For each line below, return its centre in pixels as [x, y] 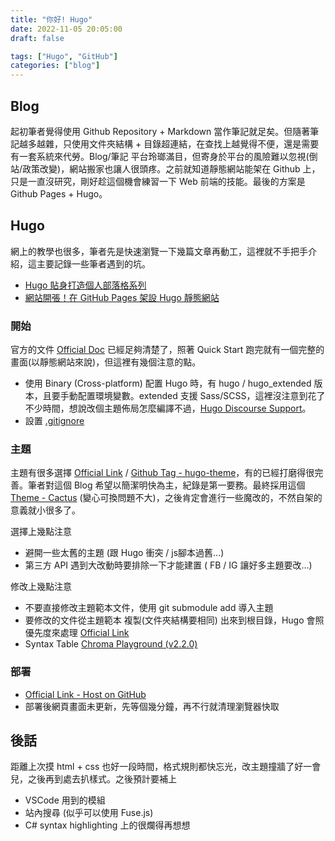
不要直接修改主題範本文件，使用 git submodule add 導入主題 [149, 608]
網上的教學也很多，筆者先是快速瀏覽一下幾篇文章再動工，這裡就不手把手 [159, 251]
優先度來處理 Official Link [77, 633]
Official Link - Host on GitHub [85, 694]
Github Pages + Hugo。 [59, 193]
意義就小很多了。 [45, 510]
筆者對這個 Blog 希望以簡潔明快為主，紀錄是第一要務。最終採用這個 [166, 485]
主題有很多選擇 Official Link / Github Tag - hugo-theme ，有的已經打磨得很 [162, 473]
